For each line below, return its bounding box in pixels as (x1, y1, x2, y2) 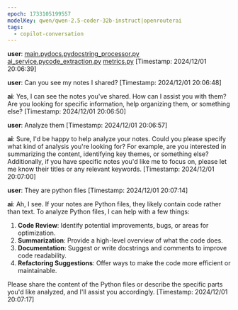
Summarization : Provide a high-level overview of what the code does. (17, 236, 223, 245)
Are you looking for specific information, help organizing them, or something (7, 100, 230, 109)
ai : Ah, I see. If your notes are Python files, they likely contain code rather (7, 200, 222, 209)
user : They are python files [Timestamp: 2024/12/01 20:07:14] (7, 186, 188, 195)
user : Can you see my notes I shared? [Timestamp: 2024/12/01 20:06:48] (7, 79, 222, 87)
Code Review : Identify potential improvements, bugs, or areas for (17, 221, 209, 230)
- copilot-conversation (13, 30, 84, 38)
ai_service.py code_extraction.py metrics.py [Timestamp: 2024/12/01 (7, 57, 207, 66)
